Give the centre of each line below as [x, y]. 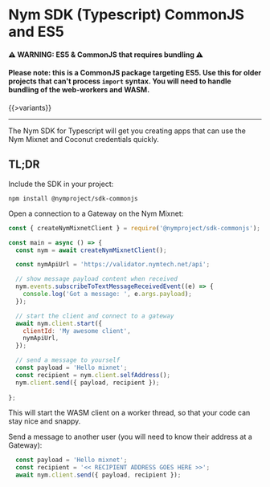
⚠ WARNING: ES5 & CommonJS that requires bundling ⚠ [106, 55]
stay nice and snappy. [45, 421]
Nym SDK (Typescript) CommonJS [127, 15]
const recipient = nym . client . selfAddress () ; [93, 375]
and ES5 [36, 32]
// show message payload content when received [97, 279]
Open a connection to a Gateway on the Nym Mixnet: [96, 213]
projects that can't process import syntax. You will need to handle [120, 81]
